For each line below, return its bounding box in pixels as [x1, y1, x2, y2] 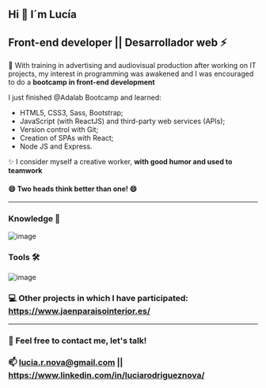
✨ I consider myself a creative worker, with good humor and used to [8, 157, 233, 167]
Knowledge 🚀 [8, 213, 61, 224]
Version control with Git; [19, 125, 99, 134]
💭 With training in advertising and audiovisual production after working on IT [8, 61, 256, 70]
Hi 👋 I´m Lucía [8, 8, 77, 21]
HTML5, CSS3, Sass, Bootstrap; [19, 108, 124, 118]
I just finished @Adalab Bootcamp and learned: [8, 92, 162, 103]
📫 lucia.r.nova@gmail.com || [8, 357, 123, 368]
